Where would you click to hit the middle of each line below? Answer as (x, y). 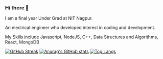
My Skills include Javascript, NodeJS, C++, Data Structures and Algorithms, (81, 37)
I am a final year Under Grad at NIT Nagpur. (49, 18)
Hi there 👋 (17, 8)
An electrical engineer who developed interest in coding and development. (80, 28)
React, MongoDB (22, 42)
